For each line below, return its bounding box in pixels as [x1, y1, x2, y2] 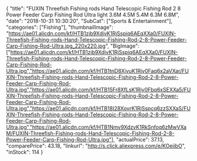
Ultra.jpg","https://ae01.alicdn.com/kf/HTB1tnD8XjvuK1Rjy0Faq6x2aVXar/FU [6, 68, 189, 74]
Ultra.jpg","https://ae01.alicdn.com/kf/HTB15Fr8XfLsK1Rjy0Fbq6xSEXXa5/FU [6, 86, 191, 93]
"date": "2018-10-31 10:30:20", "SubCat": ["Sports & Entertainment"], [6, 18, 173, 24]
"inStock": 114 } [6, 149, 43, 155]
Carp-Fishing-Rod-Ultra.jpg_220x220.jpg [6, 42, 106, 49]
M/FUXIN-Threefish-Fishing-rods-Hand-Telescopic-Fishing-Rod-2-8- [6, 130, 175, 137]
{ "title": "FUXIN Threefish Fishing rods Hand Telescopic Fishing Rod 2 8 [6, 5, 181, 12]
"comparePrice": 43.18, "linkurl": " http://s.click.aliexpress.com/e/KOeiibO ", [6, 142, 186, 149]
